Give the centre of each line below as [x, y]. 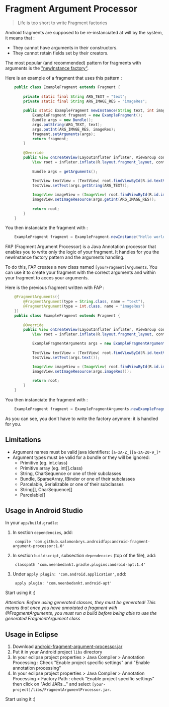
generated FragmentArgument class [43, 619]
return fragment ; [50, 139]
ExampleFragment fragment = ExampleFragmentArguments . [73, 409]
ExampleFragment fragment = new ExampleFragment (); [87, 115]
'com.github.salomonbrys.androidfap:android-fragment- [92, 542]
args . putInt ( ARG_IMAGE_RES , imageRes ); [74, 129]
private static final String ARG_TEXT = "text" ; [75, 96]
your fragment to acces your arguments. [47, 278]
